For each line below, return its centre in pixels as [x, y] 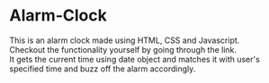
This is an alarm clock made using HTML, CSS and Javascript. [125, 40]
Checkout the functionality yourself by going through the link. [123, 49]
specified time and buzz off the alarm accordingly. [103, 69]
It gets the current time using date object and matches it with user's [135, 59]
